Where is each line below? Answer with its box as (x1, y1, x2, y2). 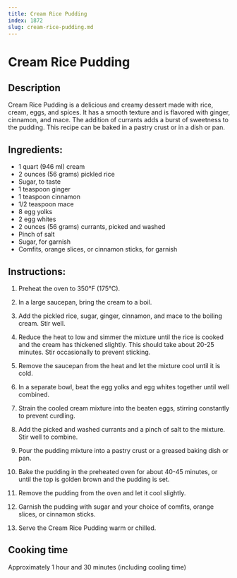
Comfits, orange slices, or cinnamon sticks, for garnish (18, 245, 178, 254)
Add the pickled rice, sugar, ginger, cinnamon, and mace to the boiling (18, 312, 223, 320)
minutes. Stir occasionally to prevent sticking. (18, 348, 151, 356)
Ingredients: (8, 143, 63, 155)
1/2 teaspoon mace (18, 200, 74, 208)
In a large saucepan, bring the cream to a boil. (18, 298, 152, 306)
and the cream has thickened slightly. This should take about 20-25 (18, 341, 214, 348)
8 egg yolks (18, 208, 53, 216)
